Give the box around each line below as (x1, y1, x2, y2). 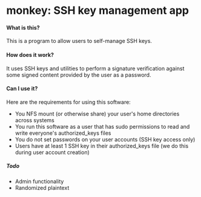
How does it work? (6, 51, 54, 58)
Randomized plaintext (15, 184, 70, 191)
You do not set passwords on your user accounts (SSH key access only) (15, 135, 196, 143)
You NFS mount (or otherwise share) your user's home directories (15, 110, 180, 117)
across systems (15, 116, 54, 124)
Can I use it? (6, 85, 38, 92)
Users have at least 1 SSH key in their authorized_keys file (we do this (15, 142, 189, 149)
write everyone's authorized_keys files (15, 129, 111, 137)
